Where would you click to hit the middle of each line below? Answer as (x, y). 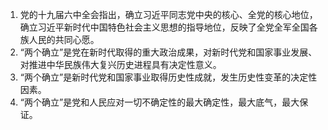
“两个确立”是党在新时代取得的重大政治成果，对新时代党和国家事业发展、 (168, 52)
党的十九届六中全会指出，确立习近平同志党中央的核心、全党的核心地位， (168, 14)
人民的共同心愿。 (64, 39)
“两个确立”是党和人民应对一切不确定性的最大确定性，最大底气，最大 (159, 102)
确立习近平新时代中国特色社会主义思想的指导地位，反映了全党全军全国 (164, 27)
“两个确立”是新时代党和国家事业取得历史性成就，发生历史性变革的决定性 (168, 77)
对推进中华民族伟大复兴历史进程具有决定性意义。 (120, 64)
